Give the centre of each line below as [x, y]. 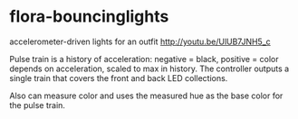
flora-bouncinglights [89, 17]
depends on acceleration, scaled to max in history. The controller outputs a [149, 69]
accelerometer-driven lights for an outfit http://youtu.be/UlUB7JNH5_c [140, 41]
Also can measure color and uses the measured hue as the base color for [146, 96]
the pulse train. [38, 105]
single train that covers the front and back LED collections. [119, 78]
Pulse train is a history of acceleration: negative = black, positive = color [144, 59]
